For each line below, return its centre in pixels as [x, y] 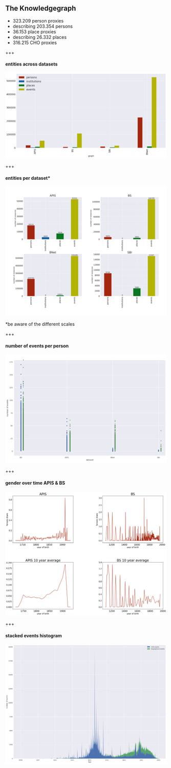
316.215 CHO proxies [35, 43]
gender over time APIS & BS [35, 483]
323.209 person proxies [38, 20]
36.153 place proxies [34, 32]
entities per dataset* [28, 178]
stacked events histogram [34, 635]
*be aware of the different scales [40, 324]
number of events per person [37, 346]
